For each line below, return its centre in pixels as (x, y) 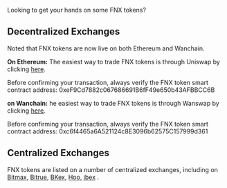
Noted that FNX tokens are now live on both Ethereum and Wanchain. (106, 48)
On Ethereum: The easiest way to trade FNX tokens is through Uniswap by (113, 62)
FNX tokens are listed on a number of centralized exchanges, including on (112, 169)
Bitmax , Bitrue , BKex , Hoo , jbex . (53, 177)
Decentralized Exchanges (64, 31)
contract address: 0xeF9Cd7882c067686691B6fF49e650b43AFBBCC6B (111, 90)
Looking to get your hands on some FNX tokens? (77, 10)
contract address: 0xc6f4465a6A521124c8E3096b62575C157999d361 (108, 131)
